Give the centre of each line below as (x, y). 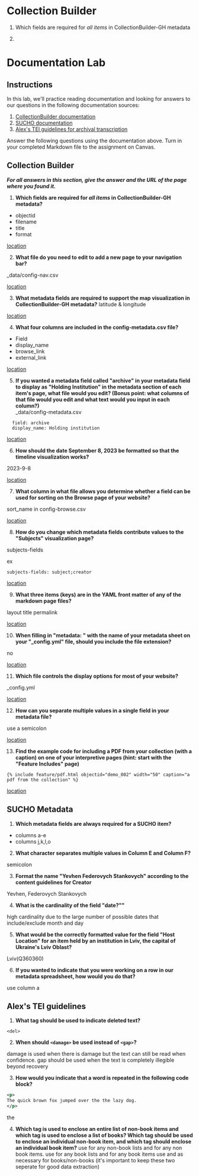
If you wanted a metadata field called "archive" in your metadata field (103, 380)
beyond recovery (28, 1066)
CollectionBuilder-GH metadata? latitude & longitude (81, 304)
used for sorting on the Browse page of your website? (83, 497)
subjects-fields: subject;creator (49, 572)
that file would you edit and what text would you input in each (92, 399)
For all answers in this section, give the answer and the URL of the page (97, 180)
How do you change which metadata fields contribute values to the (99, 532)
